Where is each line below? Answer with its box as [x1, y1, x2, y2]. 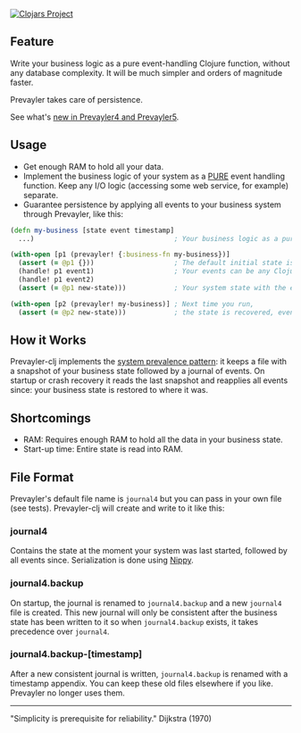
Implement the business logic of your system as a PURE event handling [22, 171, 285, 181]
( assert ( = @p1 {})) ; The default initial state [18, 259, 282, 268]
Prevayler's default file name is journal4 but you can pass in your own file [10, 493, 282, 504]
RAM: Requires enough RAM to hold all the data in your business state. [22, 434, 284, 446]
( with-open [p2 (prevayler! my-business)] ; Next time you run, [10, 299, 255, 308]
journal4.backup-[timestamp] [10, 648, 142, 661]
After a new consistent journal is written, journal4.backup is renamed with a [10, 668, 288, 679]
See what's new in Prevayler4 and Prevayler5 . [10, 112, 180, 122]
